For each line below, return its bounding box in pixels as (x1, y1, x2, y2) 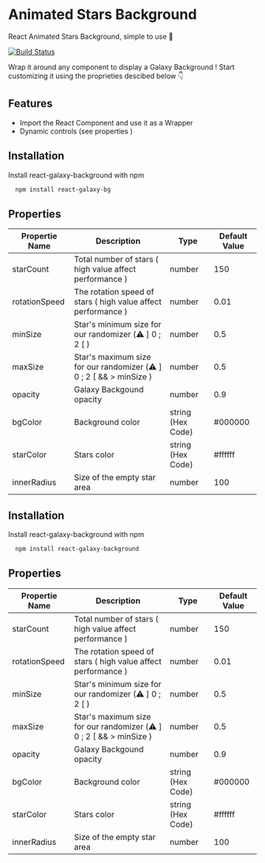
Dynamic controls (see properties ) (19, 126, 133, 136)
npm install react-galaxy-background (15, 545, 140, 553)
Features (8, 97, 53, 111)
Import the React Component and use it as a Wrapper (19, 118, 193, 127)
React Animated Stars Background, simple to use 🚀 (8, 32, 174, 41)
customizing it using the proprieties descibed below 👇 (8, 71, 184, 81)
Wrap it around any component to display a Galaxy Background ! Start (8, 62, 235, 72)
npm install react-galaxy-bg (15, 186, 111, 193)
